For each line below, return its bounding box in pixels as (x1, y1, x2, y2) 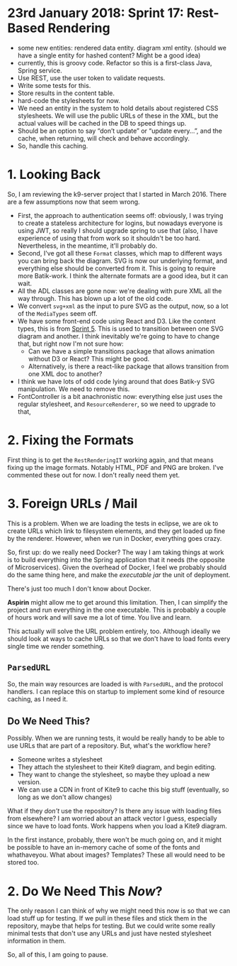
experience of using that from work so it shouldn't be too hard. (17, 234, 201, 242)
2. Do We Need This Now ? (7, 883, 163, 899)
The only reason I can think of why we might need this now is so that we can (7, 906, 231, 915)
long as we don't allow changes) (17, 793, 112, 801)
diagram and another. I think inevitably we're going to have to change (17, 331, 220, 340)
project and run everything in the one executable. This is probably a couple (7, 605, 226, 614)
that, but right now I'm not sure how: (17, 339, 124, 348)
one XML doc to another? (28, 369, 103, 378)
